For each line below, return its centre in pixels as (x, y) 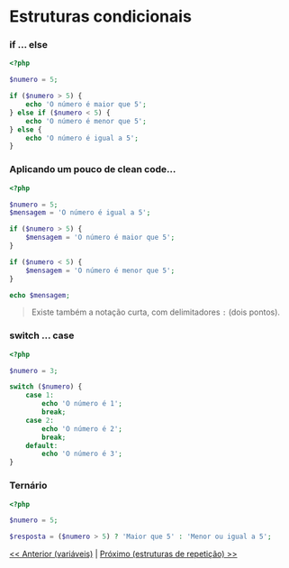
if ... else (28, 45)
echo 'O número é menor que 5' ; (86, 121)
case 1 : (40, 395)
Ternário (28, 486)
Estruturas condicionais (100, 17)
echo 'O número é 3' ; (82, 454)
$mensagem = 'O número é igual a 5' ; (80, 213)
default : (42, 445)
